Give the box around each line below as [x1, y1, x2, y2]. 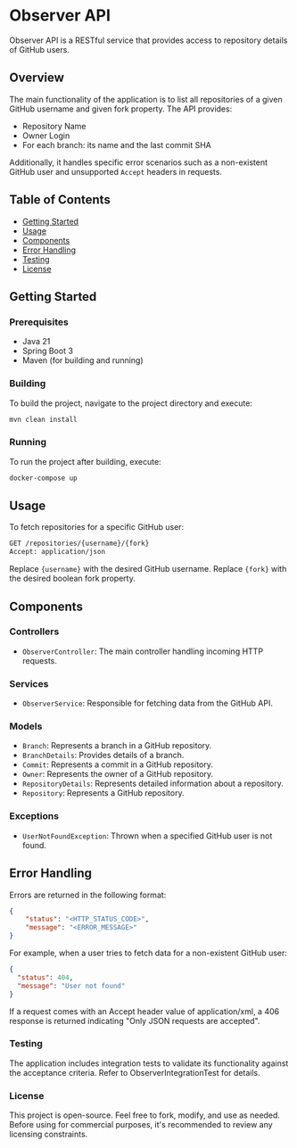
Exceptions [9, 810, 60, 822]
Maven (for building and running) [21, 355, 144, 366]
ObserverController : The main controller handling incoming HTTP [21, 646, 264, 657]
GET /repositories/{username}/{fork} [9, 539, 150, 549]
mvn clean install [9, 415, 78, 424]
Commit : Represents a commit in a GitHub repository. [21, 759, 214, 770]
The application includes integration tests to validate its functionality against [9, 1058, 289, 1069]
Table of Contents [9, 193, 111, 208]
